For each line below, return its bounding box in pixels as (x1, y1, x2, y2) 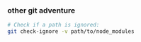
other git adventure (7, 6, 76, 15)
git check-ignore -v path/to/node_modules (7, 28, 135, 35)
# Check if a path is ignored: (7, 22, 100, 29)
